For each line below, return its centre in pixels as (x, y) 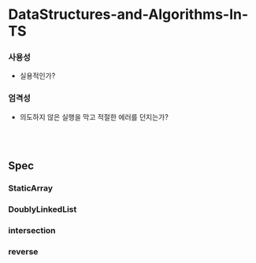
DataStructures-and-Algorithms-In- (128, 15)
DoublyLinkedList (43, 209)
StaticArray (31, 188)
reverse (23, 251)
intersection (32, 230)
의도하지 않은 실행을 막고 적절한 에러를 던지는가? (94, 117)
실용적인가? (37, 76)
